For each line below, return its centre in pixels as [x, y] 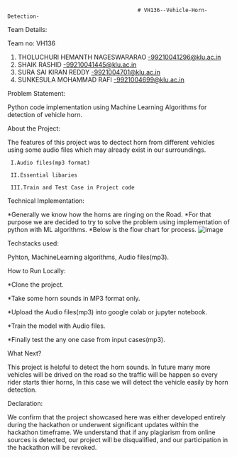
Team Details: [27, 29]
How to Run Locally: [37, 271]
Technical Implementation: [46, 201]
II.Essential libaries [44, 175]
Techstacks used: [33, 243]
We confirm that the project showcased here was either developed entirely [116, 417]
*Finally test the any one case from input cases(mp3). [86, 340]
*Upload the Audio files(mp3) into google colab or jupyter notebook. [108, 312]
